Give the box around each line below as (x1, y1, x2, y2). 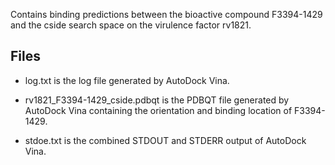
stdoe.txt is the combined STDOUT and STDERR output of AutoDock (24, 134, 307, 146)
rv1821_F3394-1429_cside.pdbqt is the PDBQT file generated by (24, 94, 290, 106)
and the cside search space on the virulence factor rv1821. (10, 19, 252, 31)
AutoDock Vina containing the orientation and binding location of (24, 104, 293, 116)
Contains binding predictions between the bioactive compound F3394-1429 (10, 9, 323, 20)
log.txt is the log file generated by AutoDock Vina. (24, 74, 230, 86)
